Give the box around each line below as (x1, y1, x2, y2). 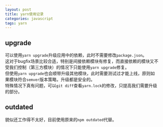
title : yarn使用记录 (5, 12, 44, 17)
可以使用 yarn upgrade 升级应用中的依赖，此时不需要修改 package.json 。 (5, 52, 147, 58)
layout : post (5, 7, 32, 12)
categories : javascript (5, 16, 54, 21)
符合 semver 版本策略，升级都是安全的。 (18, 76, 95, 83)
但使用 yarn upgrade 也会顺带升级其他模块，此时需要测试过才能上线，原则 (5, 71, 151, 76)
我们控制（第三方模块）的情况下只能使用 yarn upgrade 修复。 (9, 64, 129, 71)
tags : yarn (5, 20, 27, 26)
